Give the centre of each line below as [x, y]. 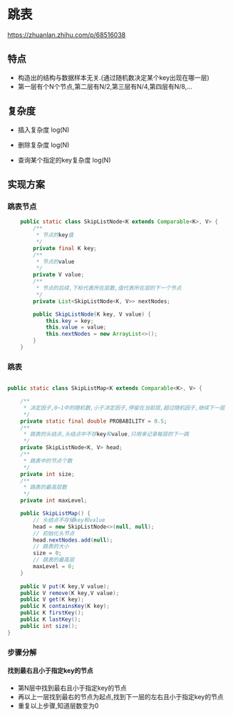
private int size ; [47, 474]
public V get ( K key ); [52, 599]
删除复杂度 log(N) [43, 145]
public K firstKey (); [52, 613]
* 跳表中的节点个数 [48, 460]
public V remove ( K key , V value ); [70, 593]
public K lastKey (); [51, 620]
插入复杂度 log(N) [43, 130]
